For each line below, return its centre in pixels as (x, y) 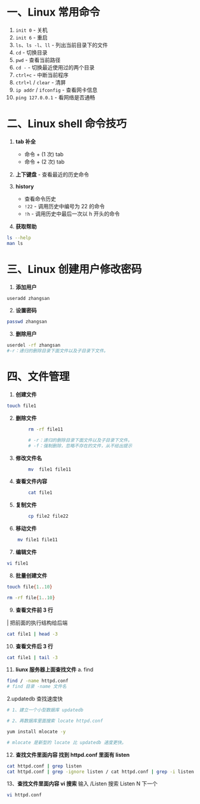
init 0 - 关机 (32, 30)
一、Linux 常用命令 (53, 12)
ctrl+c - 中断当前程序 (42, 75)
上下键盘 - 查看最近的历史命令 (52, 174)
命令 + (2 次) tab (44, 162)
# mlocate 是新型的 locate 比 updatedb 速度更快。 (67, 742)
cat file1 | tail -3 (33, 657)
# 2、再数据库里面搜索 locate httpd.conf (55, 721)
